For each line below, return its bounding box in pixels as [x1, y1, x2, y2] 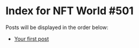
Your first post [14, 35, 49, 42]
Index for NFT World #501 [5, 4, 134, 18]
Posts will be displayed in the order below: [5, 24, 109, 31]
